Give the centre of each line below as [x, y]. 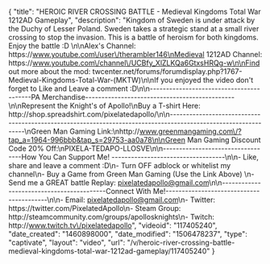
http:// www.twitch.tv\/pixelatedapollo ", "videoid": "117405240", [113, 225]
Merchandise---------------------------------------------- [138, 97]
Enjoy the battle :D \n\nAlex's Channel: [72, 46]
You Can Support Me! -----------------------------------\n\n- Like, [149, 157]
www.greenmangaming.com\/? [191, 131]
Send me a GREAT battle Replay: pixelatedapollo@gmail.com [109, 183]
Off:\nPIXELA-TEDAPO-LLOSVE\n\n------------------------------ [153, 148]
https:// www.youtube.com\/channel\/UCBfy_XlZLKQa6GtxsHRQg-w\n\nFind [134, 63]
